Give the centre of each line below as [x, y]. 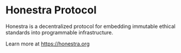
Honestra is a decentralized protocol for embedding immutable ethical [90, 26]
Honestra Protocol [51, 10]
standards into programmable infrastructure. [59, 32]
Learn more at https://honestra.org [47, 44]
